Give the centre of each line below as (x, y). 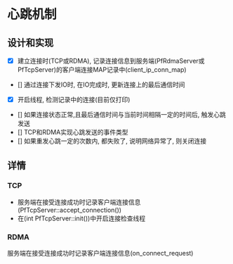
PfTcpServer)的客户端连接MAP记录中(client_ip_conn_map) (102, 70)
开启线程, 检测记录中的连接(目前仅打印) (74, 100)
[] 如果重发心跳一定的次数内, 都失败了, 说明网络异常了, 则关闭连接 (112, 141)
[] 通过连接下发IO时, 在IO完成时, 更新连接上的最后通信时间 (101, 84)
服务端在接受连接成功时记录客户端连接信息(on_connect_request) (100, 253)
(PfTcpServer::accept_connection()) (69, 210)
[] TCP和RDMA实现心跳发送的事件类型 (73, 132)
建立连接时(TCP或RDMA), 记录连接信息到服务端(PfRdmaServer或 (111, 61)
